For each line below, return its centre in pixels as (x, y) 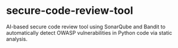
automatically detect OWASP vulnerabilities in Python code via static (89, 32)
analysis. (17, 39)
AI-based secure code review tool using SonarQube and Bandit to (86, 27)
